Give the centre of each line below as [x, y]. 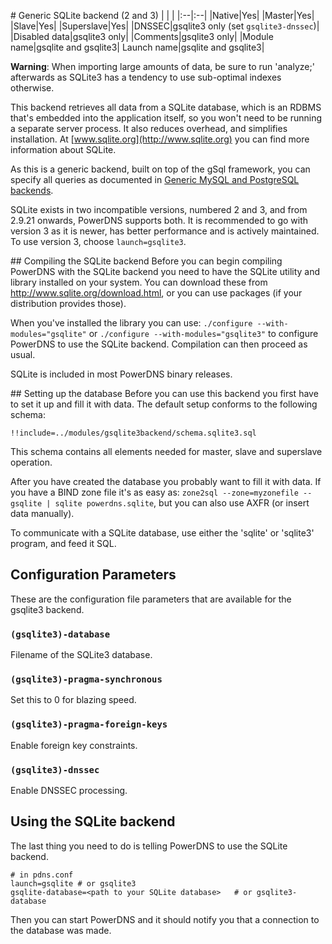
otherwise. [32, 88]
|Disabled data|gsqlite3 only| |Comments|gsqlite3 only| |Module [142, 36]
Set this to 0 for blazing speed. [73, 700]
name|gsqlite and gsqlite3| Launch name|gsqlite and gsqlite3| [137, 47]
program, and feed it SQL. [63, 543]
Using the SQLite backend [93, 821]
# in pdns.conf [42, 875]
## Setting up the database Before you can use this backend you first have [164, 393]
